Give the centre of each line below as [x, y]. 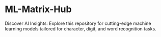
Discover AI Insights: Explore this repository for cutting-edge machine [78, 23]
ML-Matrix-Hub [38, 9]
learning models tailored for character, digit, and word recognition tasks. [81, 28]
